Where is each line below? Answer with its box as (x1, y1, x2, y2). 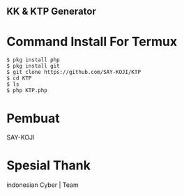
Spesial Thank (6, 158, 91, 174)
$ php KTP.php (6, 87, 48, 94)
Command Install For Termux (6, 33, 178, 50)
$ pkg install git (6, 63, 60, 70)
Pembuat (6, 110, 60, 126)
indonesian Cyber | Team (6, 181, 79, 189)
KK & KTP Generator (6, 6, 97, 17)
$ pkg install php (6, 56, 60, 63)
